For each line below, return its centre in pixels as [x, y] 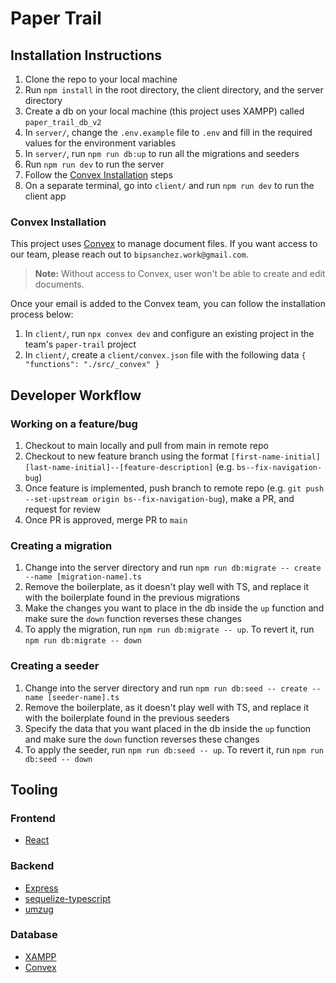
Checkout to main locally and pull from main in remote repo [146, 445]
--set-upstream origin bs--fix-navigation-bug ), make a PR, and [159, 498]
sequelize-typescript [68, 898]
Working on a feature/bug [74, 424]
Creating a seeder [55, 666]
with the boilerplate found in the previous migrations [132, 598]
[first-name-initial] [275, 457]
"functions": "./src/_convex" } [92, 365]
